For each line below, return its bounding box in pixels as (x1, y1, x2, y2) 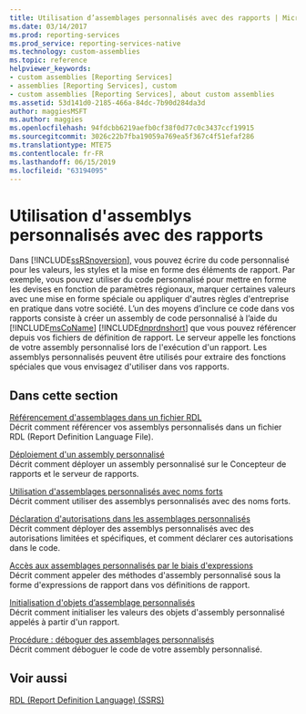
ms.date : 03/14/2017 (9, 22, 88, 31)
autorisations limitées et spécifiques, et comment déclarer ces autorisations (9, 533, 294, 543)
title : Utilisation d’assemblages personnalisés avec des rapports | (9, 13, 280, 23)
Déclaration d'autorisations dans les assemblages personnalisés (9, 513, 250, 524)
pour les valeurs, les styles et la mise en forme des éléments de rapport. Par (9, 264, 296, 275)
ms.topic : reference (9, 56, 88, 65)
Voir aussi (9, 670, 67, 686)
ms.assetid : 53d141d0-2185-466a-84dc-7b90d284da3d (9, 98, 206, 108)
